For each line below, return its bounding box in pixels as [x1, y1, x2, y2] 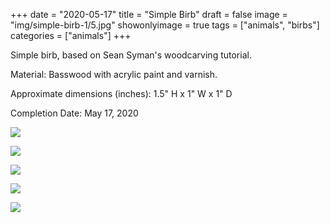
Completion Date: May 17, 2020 [10, 107, 139, 119]
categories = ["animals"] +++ [10, 30, 132, 41]
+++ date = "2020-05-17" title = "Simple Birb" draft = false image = [10, 9, 288, 20]
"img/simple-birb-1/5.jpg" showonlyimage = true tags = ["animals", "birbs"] [10, 19, 320, 31]
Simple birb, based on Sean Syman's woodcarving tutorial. [10, 49, 252, 61]
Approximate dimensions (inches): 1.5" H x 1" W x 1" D [10, 88, 233, 99]
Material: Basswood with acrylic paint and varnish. [10, 69, 218, 80]
